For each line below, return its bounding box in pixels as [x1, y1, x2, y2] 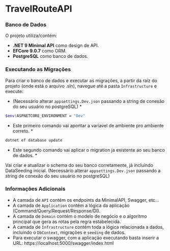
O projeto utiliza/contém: [5, 32, 58, 39]
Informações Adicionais [5, 186, 66, 193]
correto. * [12, 128, 33, 134]
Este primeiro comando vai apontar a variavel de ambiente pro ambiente [12, 122, 164, 128]
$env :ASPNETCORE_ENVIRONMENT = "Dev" [5, 113, 86, 118]
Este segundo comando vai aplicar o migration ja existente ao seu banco [12, 147, 165, 153]
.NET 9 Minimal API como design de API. [12, 43, 99, 49]
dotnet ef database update [5, 137, 63, 142]
